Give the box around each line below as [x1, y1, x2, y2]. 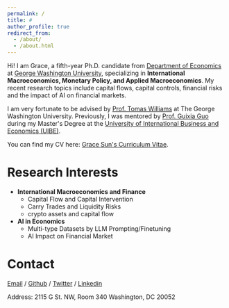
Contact [7, 257, 55, 272]
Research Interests [7, 165, 119, 181]
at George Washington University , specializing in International [7, 69, 185, 77]
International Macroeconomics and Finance [17, 187, 146, 195]
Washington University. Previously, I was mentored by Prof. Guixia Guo [7, 112, 210, 120]
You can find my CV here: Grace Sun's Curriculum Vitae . [7, 140, 169, 148]
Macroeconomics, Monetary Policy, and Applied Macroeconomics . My [7, 76, 214, 84]
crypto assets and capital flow [27, 209, 114, 218]
